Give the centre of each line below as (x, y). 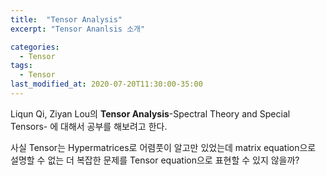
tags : (21, 66)
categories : (35, 47)
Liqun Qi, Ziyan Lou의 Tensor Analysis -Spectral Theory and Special (150, 113)
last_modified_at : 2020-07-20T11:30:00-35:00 (106, 84)
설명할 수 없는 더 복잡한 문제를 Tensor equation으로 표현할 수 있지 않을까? (155, 160)
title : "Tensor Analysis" (66, 19)
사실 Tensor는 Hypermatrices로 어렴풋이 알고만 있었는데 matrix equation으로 (163, 147)
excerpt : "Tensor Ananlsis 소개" (78, 29)
